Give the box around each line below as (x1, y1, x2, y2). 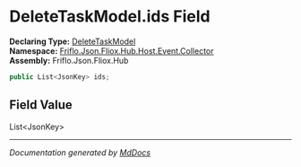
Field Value (9, 97, 73, 113)
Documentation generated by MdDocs (9, 146, 150, 158)
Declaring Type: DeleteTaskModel (9, 36, 136, 47)
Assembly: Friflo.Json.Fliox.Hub (9, 55, 129, 66)
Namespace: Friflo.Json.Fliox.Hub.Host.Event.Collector (9, 45, 214, 56)
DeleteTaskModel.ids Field (9, 6, 211, 27)
